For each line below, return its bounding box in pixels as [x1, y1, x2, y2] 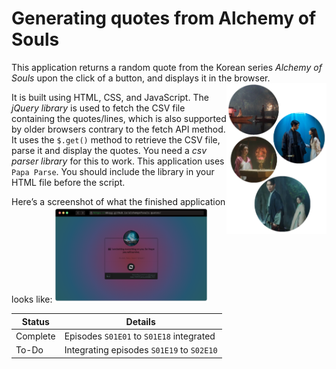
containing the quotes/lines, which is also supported [11, 112, 227, 124]
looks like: [11, 293, 53, 306]
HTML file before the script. [11, 176, 126, 188]
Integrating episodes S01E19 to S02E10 [64, 344, 218, 356]
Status [21, 315, 50, 327]
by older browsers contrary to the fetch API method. [11, 123, 226, 135]
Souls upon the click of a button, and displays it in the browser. [11, 72, 271, 84]
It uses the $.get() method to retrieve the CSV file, [11, 133, 221, 146]
